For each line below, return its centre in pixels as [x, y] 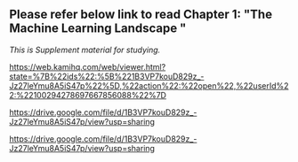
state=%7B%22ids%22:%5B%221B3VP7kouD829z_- [107, 76]
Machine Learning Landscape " [98, 29]
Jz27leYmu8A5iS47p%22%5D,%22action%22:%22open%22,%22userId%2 [149, 85]
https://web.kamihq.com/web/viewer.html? [88, 66]
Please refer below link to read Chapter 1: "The [141, 15]
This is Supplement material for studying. [85, 50]
